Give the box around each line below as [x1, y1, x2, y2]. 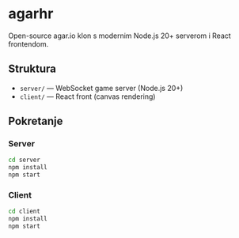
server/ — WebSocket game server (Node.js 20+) [19, 83, 184, 93]
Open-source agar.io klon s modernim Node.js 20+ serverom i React [8, 31, 231, 40]
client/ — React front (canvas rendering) [19, 92, 156, 101]
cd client [8, 207, 41, 216]
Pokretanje [8, 115, 63, 128]
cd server [8, 156, 41, 164]
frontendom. [8, 39, 49, 48]
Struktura [8, 62, 57, 76]
